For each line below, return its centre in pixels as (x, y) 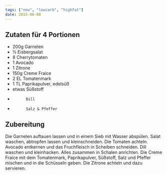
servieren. (15, 168)
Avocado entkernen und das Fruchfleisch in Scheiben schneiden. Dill (76, 147)
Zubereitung (25, 124)
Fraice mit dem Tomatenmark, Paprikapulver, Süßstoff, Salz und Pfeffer (78, 157)
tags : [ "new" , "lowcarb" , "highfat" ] (44, 10)
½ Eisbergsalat (28, 52)
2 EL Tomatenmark (32, 78)
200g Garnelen (28, 47)
